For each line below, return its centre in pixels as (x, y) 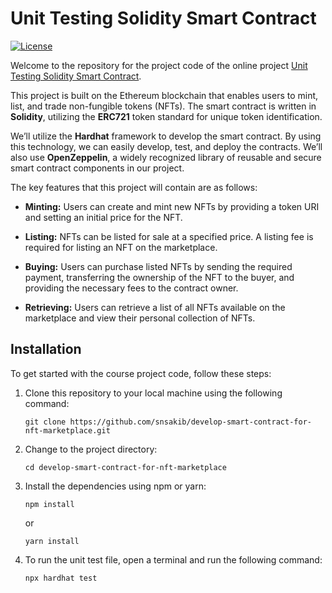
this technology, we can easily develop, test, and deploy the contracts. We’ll (166, 146)
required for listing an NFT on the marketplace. (121, 247)
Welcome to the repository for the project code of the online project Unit (159, 65)
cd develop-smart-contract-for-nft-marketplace (125, 467)
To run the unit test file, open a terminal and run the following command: (173, 559)
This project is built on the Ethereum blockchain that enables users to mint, (164, 95)
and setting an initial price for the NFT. (103, 217)
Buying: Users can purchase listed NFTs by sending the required (158, 266)
